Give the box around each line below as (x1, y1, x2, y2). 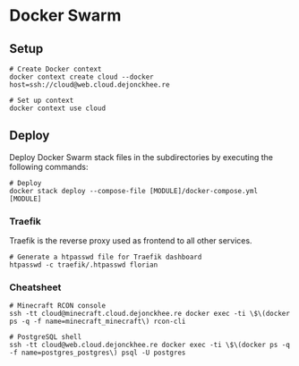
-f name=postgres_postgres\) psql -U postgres (9, 348, 186, 358)
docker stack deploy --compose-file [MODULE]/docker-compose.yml (9, 186, 258, 195)
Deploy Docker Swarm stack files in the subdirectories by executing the (9, 151, 273, 162)
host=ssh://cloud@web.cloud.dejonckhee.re (9, 81, 170, 89)
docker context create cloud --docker (9, 72, 154, 81)
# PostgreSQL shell (9, 333, 82, 342)
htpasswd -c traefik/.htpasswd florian (9, 260, 158, 269)
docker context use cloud (9, 104, 106, 113)
